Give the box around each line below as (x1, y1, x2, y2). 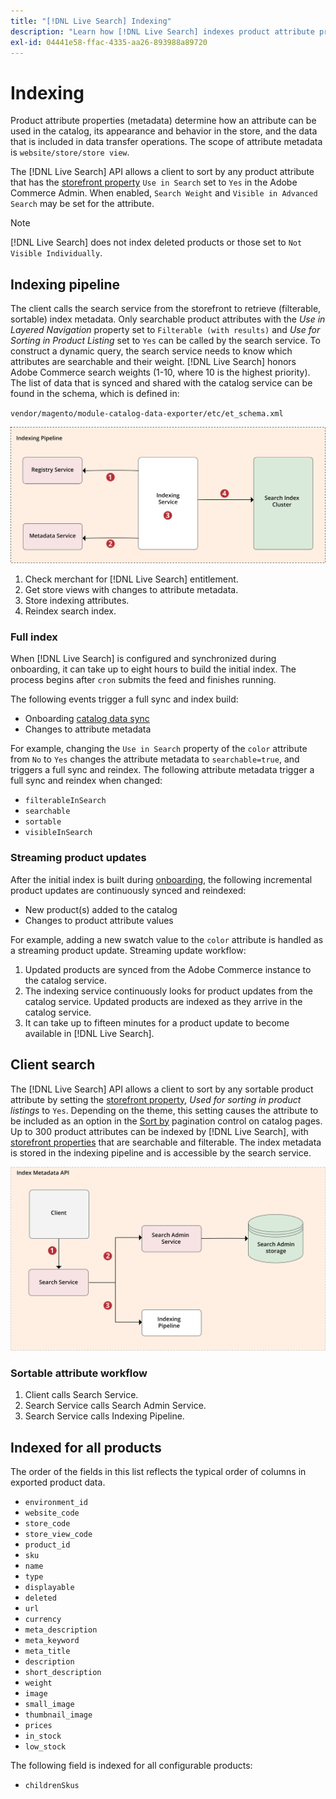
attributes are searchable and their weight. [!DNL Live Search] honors (10, 356, 297, 368)
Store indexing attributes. (24, 595, 130, 607)
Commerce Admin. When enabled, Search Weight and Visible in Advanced (10, 187, 318, 199)
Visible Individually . (10, 247, 103, 259)
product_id (24, 1540, 71, 1550)
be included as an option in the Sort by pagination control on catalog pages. (10, 1115, 323, 1127)
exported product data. (10, 1476, 106, 1488)
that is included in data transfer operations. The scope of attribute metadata (10, 136, 323, 148)
